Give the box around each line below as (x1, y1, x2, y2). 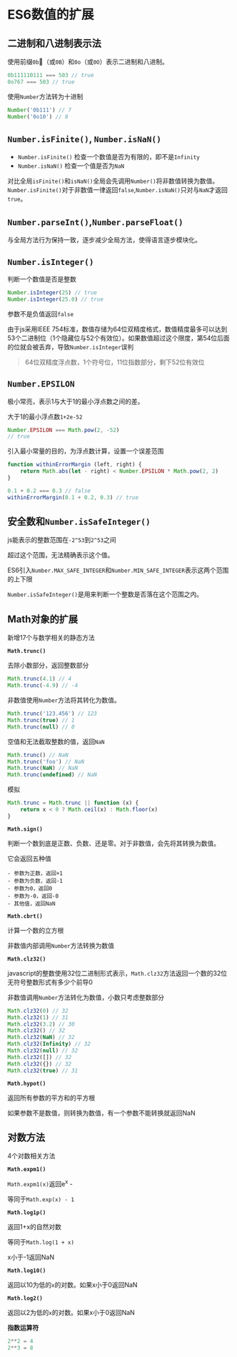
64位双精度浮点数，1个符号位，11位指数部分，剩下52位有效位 (24, 358, 205, 366)
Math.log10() (7, 1267, 46, 1274)
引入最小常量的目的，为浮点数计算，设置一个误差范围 (7, 447, 164, 456)
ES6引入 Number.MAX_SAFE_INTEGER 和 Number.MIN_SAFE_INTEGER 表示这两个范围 (7, 566, 229, 575)
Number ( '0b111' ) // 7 (7, 106, 72, 114)
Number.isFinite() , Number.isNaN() (7, 133, 162, 145)
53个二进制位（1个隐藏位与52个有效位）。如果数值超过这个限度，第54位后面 (7, 334, 230, 342)
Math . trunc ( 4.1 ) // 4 (7, 676, 72, 683)
